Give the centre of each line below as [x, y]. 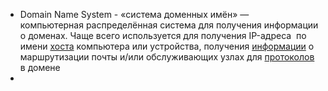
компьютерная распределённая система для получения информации [169, 25]
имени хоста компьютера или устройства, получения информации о [167, 46]
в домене [40, 67]
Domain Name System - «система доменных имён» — [134, 14]
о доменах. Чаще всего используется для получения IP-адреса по [163, 35]
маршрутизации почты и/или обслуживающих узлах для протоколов [167, 57]
